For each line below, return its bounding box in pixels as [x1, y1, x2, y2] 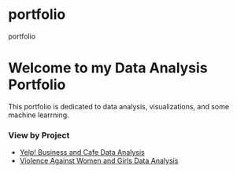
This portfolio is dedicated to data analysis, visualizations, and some [8, 101, 230, 111]
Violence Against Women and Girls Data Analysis [19, 156, 179, 166]
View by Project [8, 130, 70, 141]
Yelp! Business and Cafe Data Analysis [19, 148, 145, 157]
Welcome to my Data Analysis [8, 59, 208, 77]
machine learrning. [8, 110, 69, 120]
